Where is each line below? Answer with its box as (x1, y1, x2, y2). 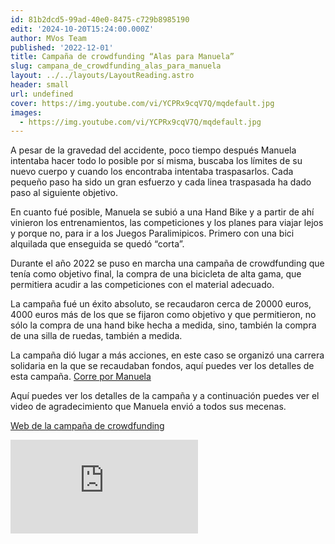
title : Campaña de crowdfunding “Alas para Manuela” (10, 52, 235, 62)
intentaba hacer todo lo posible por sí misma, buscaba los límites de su (10, 155, 303, 167)
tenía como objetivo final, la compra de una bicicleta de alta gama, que (10, 268, 302, 280)
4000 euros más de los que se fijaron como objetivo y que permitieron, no (10, 309, 317, 321)
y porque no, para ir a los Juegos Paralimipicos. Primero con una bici (10, 227, 295, 240)
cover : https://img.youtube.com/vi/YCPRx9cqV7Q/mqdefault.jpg (10, 98, 275, 108)
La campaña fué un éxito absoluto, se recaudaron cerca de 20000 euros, (10, 298, 312, 310)
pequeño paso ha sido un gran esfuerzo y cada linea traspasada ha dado (10, 176, 312, 188)
